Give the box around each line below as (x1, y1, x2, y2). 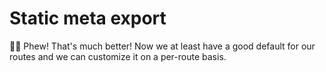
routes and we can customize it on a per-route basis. (9, 50, 227, 62)
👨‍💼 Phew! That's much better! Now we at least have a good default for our (9, 40, 316, 52)
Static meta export (9, 7, 167, 30)
